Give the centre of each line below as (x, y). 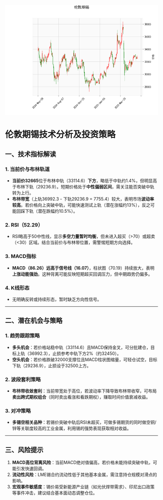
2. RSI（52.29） (24, 225)
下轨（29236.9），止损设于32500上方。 (51, 366)
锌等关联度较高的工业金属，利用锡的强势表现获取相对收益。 (72, 428)
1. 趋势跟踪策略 (23, 336)
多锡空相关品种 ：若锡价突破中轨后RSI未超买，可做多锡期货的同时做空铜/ (84, 422)
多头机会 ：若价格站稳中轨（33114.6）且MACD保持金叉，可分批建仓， (81, 347)
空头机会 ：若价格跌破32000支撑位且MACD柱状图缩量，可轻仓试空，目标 (85, 359)
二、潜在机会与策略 (34, 321)
